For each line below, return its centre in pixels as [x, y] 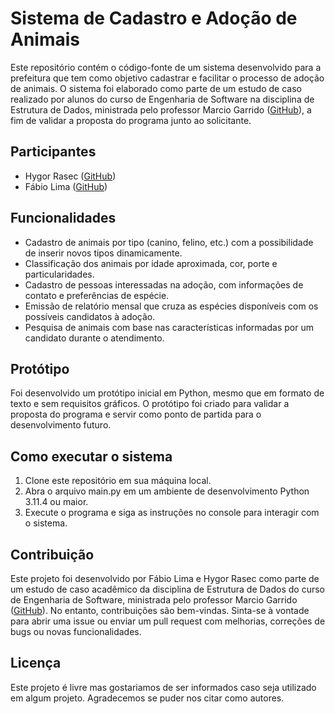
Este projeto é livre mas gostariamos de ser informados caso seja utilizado [163, 687]
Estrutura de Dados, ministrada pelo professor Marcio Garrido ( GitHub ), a [161, 109]
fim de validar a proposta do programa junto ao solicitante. [131, 120]
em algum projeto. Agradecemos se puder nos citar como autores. [147, 698]
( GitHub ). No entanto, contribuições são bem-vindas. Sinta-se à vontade [160, 610]
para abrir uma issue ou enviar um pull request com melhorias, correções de [168, 621]
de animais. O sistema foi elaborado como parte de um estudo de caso [156, 88]
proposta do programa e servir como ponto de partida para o [136, 414]
